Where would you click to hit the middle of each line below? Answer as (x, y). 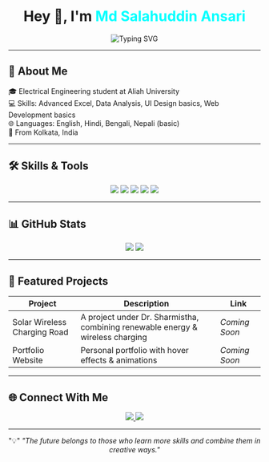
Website (28, 360)
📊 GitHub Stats (47, 224)
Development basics (42, 115)
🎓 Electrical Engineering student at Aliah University (94, 91)
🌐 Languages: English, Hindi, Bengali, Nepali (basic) (94, 123)
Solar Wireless (39, 322)
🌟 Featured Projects (58, 281)
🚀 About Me (38, 71)
